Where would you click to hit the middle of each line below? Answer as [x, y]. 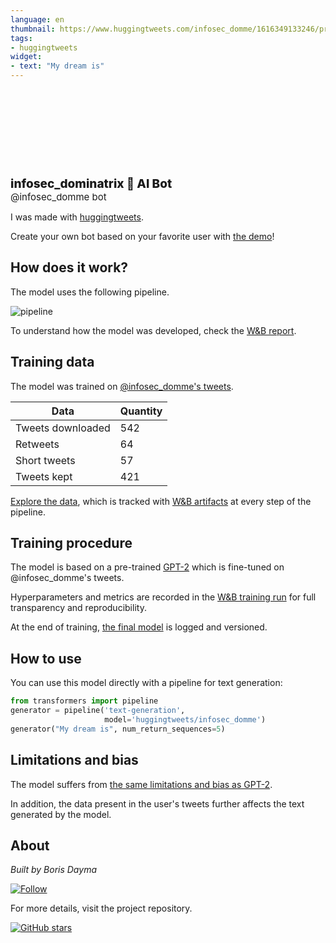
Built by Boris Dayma [53, 870]
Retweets [37, 444]
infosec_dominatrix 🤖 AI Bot [91, 183]
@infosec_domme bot [58, 197]
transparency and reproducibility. [78, 608]
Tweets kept [44, 476]
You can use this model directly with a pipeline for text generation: [146, 683]
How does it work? [69, 267]
